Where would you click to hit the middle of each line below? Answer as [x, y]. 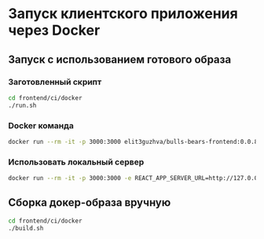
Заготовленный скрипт [55, 82]
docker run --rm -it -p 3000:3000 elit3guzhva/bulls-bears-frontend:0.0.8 [133, 142]
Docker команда [41, 125]
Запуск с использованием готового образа [120, 59]
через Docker [54, 30]
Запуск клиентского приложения [123, 14]
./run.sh [22, 105]
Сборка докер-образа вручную [90, 202]
